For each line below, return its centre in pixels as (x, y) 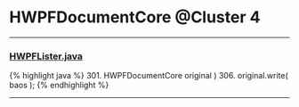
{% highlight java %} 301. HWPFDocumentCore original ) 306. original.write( (149, 76)
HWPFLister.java (46, 56)
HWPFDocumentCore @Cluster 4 (135, 17)
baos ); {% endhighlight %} (59, 85)
